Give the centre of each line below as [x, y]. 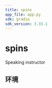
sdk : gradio [17, 19]
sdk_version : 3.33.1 [26, 24]
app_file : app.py [23, 14]
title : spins [19, 10]
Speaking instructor [25, 62]
